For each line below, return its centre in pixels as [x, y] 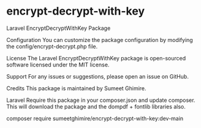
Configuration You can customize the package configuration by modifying [100, 40]
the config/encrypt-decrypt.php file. [52, 46]
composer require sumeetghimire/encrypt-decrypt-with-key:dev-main [95, 118]
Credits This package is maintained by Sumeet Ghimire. [76, 88]
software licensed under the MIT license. [58, 65]
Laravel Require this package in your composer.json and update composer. [101, 100]
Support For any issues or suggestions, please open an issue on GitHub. [97, 76]
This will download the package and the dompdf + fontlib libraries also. [96, 106]
